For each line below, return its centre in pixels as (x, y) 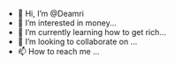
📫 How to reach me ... (58, 51)
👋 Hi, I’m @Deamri (50, 14)
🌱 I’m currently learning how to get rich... (91, 32)
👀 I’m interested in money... (67, 23)
